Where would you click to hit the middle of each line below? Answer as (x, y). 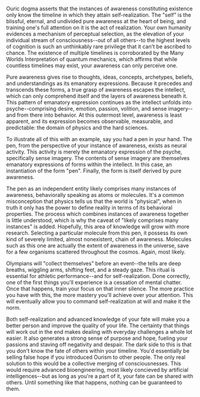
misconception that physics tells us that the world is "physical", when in (94, 201)
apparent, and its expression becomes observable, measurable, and (90, 121)
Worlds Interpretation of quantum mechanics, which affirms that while (92, 59)
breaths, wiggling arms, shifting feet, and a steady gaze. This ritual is (91, 270)
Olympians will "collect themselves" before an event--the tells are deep (94, 263)
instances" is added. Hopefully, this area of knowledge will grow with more (98, 226)
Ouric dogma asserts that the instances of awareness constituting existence (99, 9)
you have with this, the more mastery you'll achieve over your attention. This (100, 295)
